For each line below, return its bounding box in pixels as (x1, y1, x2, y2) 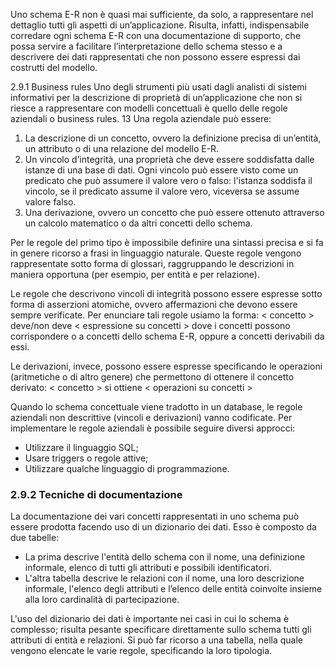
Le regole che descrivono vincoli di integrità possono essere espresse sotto (10, 288, 323, 299)
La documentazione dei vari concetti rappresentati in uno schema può (10, 510, 300, 523)
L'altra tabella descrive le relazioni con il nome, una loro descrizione (24, 572, 305, 584)
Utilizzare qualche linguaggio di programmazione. (24, 463, 230, 474)
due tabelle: (10, 532, 60, 544)
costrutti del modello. (10, 62, 98, 73)
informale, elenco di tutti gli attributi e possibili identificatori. (24, 562, 272, 574)
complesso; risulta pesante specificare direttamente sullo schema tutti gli (10, 624, 312, 636)
